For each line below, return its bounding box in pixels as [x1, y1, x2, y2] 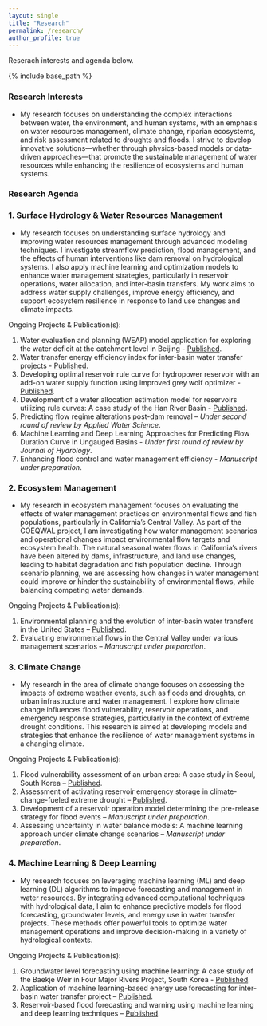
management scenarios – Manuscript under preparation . [19, 641, 206, 651]
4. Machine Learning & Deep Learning [8, 858, 157, 869]
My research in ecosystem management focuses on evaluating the [19, 500, 239, 511]
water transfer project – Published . [39, 991, 154, 1001]
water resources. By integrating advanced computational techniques [19, 893, 245, 902]
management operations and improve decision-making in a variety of [19, 926, 247, 936]
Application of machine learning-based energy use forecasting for [19, 983, 238, 992]
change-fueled [19, 795, 69, 805]
